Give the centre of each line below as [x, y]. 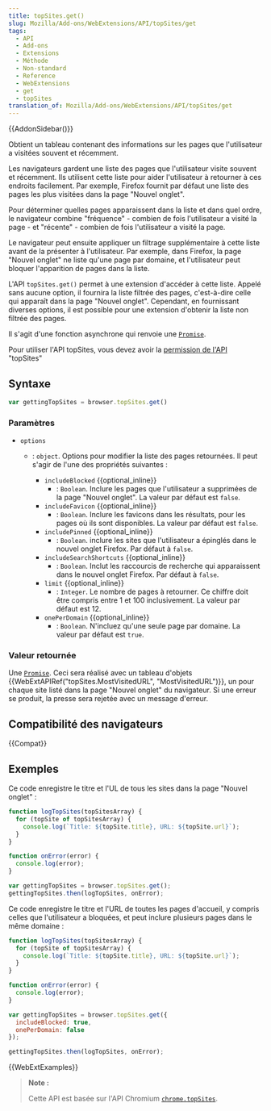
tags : [17, 31]
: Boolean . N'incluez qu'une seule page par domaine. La [148, 626]
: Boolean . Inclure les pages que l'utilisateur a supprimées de [156, 489]
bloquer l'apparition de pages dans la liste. [79, 269]
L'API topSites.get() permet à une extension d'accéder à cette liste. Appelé [135, 284]
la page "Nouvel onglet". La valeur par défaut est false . [148, 498]
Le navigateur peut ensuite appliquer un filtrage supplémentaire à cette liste [134, 243]
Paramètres [31, 423]
